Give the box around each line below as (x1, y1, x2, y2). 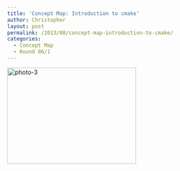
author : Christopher (7, 16, 67, 23)
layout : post (7, 23, 45, 30)
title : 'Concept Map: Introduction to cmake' (7, 10, 139, 17)
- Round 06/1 (13, 49, 51, 56)
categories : (7, 36, 41, 43)
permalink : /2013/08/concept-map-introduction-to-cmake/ (7, 29, 174, 36)
